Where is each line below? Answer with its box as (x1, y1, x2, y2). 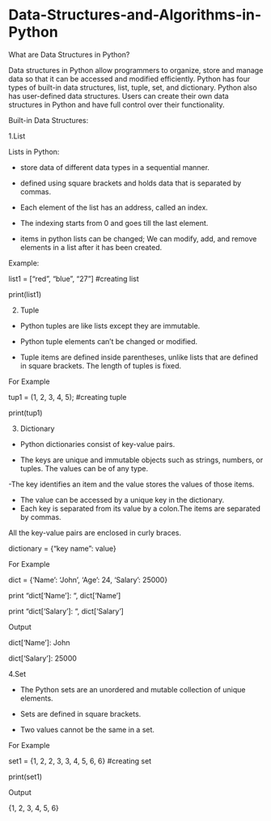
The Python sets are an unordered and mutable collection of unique (19, 684, 246, 694)
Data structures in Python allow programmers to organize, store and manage (8, 65, 264, 74)
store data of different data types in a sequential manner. (19, 162, 210, 172)
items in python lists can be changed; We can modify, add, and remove (19, 233, 257, 244)
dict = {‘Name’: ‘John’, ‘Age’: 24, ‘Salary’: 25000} (8, 575, 168, 585)
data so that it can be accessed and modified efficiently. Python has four (8, 74, 251, 83)
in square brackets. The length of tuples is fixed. (19, 360, 182, 370)
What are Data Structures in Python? (8, 49, 130, 59)
